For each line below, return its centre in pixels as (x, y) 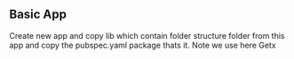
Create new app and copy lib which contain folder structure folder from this (147, 35)
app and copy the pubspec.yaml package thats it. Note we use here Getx (143, 45)
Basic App (38, 15)
